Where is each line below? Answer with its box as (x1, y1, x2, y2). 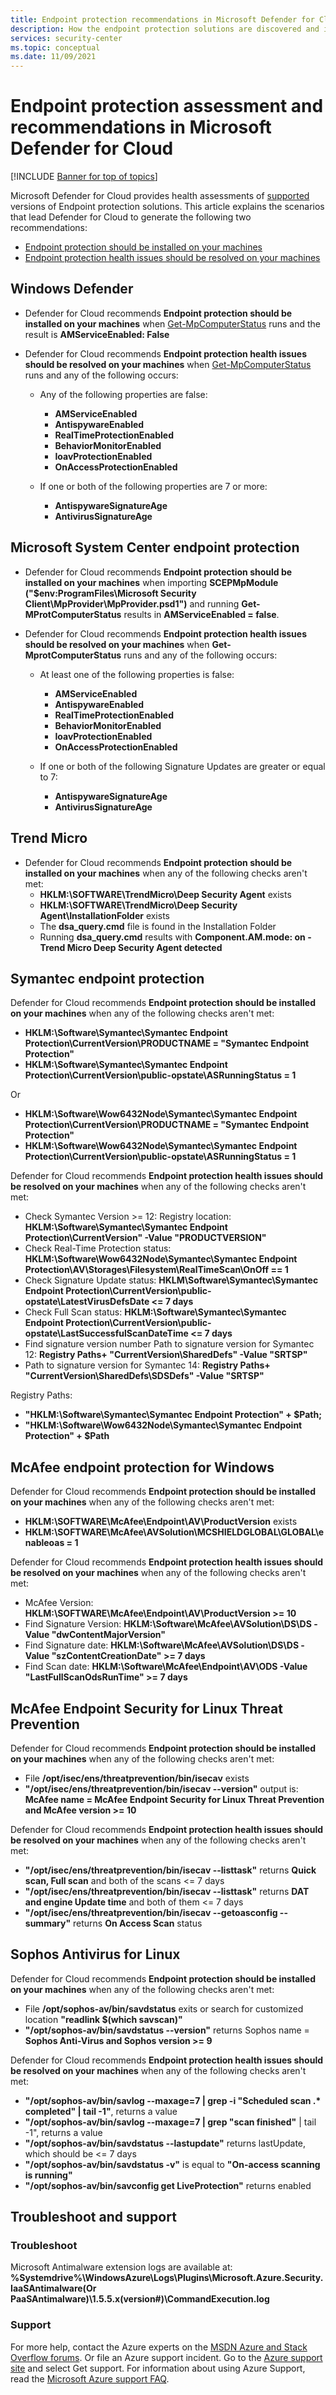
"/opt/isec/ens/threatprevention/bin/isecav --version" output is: (24, 1782, 299, 1795)
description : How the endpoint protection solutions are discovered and (10, 24, 320, 34)
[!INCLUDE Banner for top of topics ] (10, 171, 158, 183)
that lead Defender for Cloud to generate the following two (10, 211, 252, 223)
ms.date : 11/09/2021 (10, 52, 97, 62)
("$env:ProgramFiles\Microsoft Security (24, 587, 197, 599)
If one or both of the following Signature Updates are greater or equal (39, 760, 326, 772)
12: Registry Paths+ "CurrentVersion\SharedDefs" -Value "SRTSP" (24, 1349, 308, 1361)
